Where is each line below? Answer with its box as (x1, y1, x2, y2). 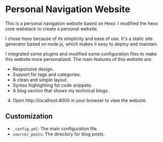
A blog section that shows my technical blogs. (12, 87, 109, 93)
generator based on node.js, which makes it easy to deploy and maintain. (5, 41, 158, 47)
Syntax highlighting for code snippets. (12, 82, 92, 88)
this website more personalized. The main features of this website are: (5, 56, 152, 62)
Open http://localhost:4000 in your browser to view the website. (12, 97, 147, 103)
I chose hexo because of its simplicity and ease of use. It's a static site (5, 35, 153, 42)
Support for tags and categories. (12, 71, 81, 77)
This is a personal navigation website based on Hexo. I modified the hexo (5, 20, 158, 26)
